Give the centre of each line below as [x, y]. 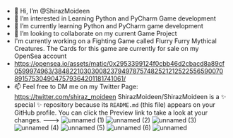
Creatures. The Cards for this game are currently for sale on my [106, 48]
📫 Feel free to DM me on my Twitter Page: [76, 86]
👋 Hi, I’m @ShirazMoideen [52, 11]
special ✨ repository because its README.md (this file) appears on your [114, 105]
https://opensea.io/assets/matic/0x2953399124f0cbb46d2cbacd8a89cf [119, 63]
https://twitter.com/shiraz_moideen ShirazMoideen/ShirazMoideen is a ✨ [120, 97]
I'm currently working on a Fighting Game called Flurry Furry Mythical [115, 41]
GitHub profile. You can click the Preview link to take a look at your [111, 113]
